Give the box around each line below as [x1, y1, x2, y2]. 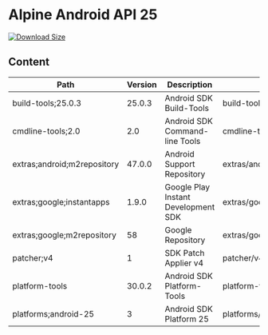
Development [164, 201, 215, 213]
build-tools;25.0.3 [12, 98, 82, 109]
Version [126, 78, 157, 90]
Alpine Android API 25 [8, 6, 158, 24]
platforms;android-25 [12, 308, 94, 319]
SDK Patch [164, 247, 205, 258]
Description [167, 78, 213, 90]
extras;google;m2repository [12, 229, 117, 241]
